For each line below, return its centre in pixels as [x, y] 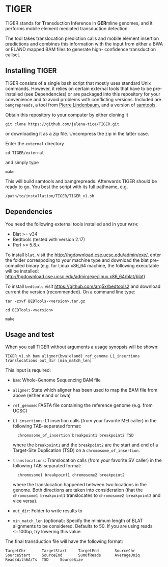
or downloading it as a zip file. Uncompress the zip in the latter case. [77, 133]
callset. [13, 55]
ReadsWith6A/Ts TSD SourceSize [44, 560]
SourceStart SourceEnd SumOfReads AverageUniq [73, 555]
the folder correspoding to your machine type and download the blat [77, 260]
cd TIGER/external [25, 153]
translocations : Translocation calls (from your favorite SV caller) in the [87, 460]
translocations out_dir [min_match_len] [49, 361]
